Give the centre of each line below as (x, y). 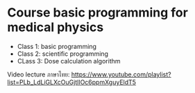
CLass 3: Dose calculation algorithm (69, 61)
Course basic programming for (98, 13)
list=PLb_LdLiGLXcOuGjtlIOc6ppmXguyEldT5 (72, 82)
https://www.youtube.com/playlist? (121, 74)
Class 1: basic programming (57, 46)
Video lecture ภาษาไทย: (39, 74)
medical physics (56, 27)
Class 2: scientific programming (63, 54)
